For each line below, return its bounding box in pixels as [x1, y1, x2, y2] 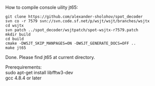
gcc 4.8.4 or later [5, 75, 42, 81]
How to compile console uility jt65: [5, 5, 78, 10]
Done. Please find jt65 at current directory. [5, 54, 96, 60]
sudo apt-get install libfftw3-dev [5, 70, 73, 75]
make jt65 [5, 45, 27, 50]
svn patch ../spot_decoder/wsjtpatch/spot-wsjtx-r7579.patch [5, 27, 139, 33]
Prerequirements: [5, 64, 42, 70]
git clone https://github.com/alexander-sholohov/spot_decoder [5, 14, 143, 19]
